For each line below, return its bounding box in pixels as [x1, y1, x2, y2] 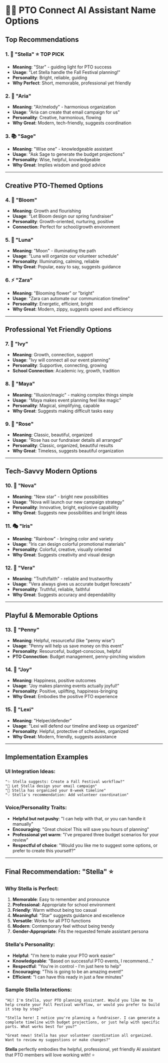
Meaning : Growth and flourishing [12, 208, 81, 214]
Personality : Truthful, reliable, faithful [12, 587, 90, 593]
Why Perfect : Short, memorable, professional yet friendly [12, 80, 131, 86]
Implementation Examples [5, 752, 88, 761]
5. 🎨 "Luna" [5, 236, 34, 243]
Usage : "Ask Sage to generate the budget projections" [12, 151, 125, 157]
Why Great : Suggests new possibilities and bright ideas [12, 510, 127, 516]
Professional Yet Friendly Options [5, 325, 112, 334]
